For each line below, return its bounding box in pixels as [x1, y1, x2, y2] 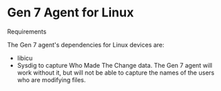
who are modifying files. [17, 75, 86, 83]
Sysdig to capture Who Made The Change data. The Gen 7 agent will [17, 61, 213, 69]
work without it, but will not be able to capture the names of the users [17, 68, 215, 77]
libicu [17, 53, 33, 62]
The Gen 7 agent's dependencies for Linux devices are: [7, 40, 165, 49]
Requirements [7, 27, 47, 36]
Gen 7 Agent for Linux [7, 5, 134, 21]
